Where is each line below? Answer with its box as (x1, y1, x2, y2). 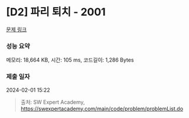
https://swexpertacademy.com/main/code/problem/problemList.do (20, 105, 184, 112)
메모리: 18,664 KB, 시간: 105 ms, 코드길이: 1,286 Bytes (6, 56, 134, 63)
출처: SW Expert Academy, (20, 98, 85, 106)
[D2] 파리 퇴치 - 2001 (6, 5, 106, 19)
